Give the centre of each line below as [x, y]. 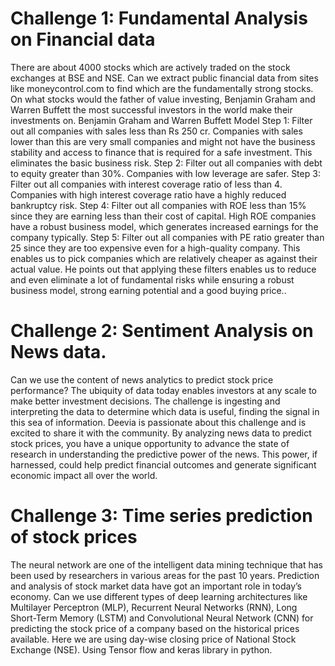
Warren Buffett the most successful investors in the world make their [151, 109]
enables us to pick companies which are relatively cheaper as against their [164, 258]
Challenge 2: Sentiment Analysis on [162, 331]
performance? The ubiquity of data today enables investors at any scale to [163, 390]
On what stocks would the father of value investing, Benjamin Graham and [163, 99]
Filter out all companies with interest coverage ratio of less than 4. [146, 184]
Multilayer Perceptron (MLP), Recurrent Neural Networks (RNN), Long [154, 607]
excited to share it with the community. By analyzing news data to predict [161, 433]
